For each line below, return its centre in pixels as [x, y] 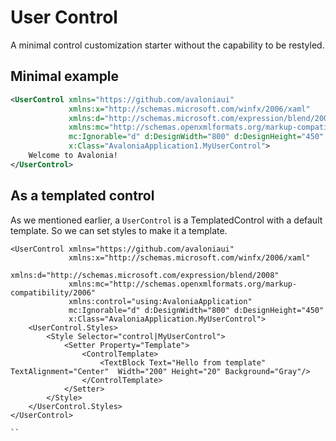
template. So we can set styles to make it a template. [119, 230]
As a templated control [82, 196]
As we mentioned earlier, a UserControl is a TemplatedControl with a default [166, 220]
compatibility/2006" [53, 292]
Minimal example [65, 76]
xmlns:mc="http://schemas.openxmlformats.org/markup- [183, 284]
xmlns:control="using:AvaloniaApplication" [160, 301]
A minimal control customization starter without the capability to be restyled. [167, 45]
